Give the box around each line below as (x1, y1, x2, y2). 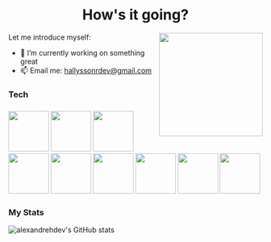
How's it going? (81, 6, 190, 24)
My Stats (8, 207, 44, 218)
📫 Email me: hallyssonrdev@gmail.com (19, 65, 152, 75)
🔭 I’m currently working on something (19, 48, 145, 57)
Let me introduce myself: (8, 32, 91, 42)
